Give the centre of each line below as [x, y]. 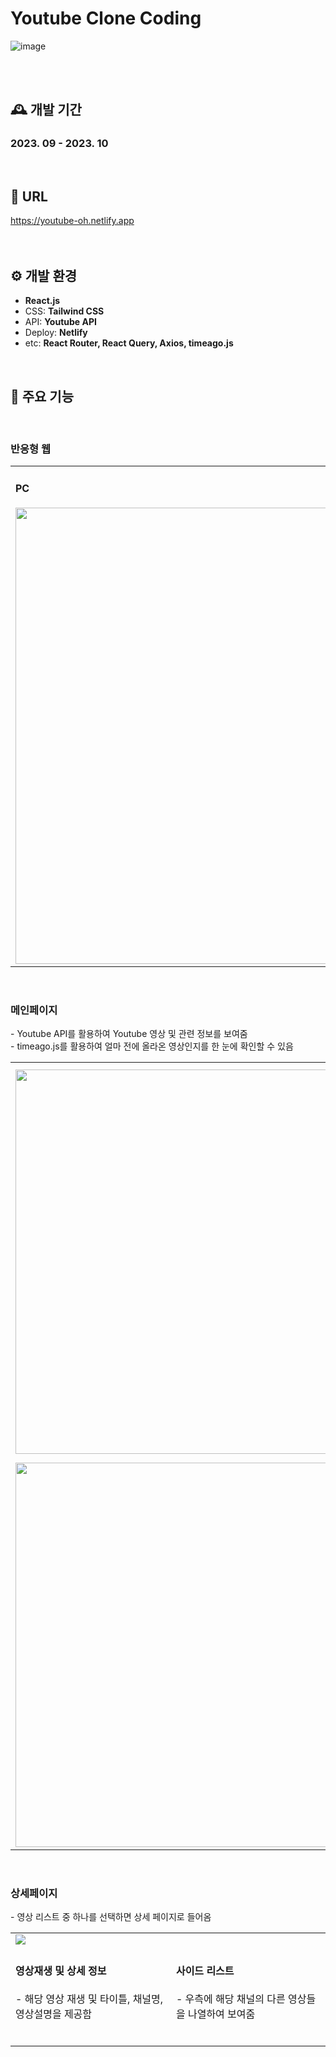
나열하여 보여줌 [221, 2014]
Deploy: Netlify [56, 333]
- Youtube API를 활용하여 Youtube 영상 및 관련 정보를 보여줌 [129, 1034]
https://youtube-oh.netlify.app [72, 221]
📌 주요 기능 [42, 396]
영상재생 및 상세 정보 [61, 1970]
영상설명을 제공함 [54, 2014]
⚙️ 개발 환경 [44, 275]
